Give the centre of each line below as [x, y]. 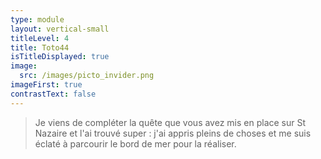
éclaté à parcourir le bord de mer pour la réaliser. [135, 143]
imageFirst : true [46, 85]
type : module [37, 19]
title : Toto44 [40, 47]
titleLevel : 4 [40, 38]
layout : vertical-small [60, 29]
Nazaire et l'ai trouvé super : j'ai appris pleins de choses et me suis [173, 133]
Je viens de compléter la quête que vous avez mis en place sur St [170, 122]
